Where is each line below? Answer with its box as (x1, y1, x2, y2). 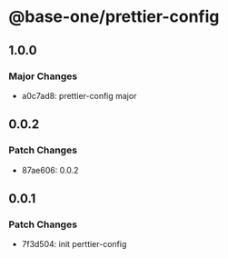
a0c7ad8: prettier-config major (21, 90, 137, 101)
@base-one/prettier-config (8, 6, 220, 27)
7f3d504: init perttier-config (21, 239, 127, 250)
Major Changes (8, 70, 78, 83)
